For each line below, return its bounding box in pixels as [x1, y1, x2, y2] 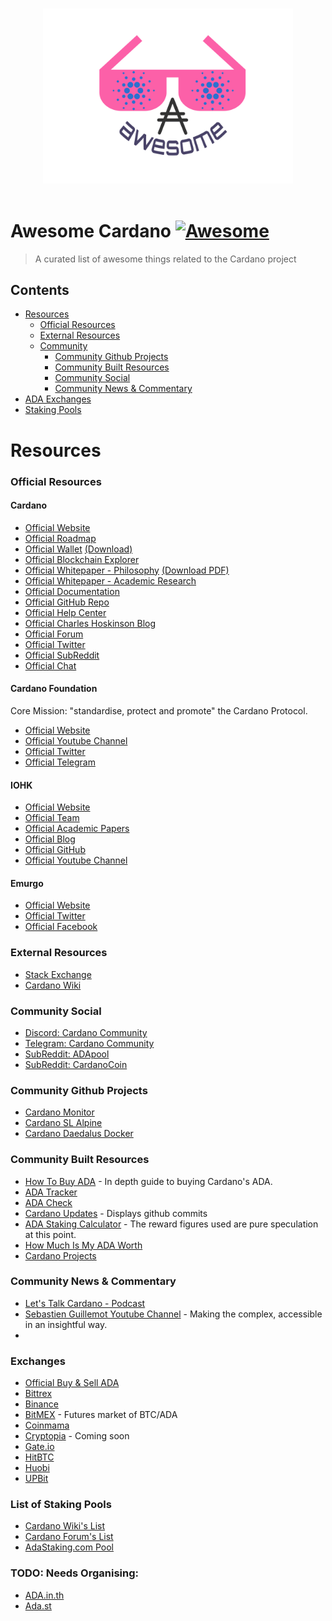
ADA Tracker [24, 1186, 78, 1198]
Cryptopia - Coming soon [24, 1430, 130, 1442]
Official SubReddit [24, 649, 100, 661]
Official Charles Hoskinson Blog [24, 617, 157, 629]
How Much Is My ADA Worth [24, 1239, 143, 1251]
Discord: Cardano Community [24, 1026, 148, 1038]
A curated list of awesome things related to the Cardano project [34, 253, 297, 265]
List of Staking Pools [10, 1498, 112, 1512]
